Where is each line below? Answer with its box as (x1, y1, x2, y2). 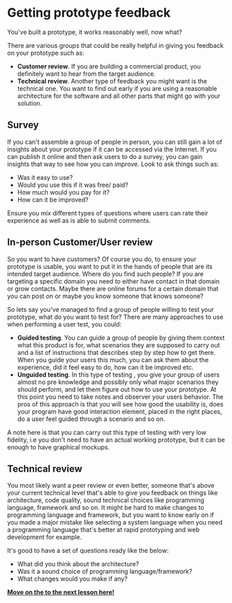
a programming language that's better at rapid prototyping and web (7, 526, 200, 534)
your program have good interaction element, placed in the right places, (17, 407, 223, 415)
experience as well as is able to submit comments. (7, 216, 151, 224)
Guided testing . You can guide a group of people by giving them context (17, 333, 225, 342)
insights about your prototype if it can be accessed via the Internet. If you (7, 144, 217, 154)
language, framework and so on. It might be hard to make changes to (7, 504, 204, 512)
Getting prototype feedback (7, 5, 171, 21)
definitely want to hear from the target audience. (17, 69, 156, 78)
